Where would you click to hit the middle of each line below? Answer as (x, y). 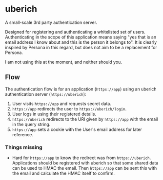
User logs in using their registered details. (54, 114)
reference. (22, 134)
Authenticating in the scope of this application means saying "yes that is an (81, 37)
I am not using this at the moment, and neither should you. (63, 62)
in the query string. (31, 124)
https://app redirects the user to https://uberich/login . (69, 108)
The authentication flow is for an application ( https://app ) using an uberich (81, 89)
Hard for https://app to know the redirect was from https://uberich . (81, 158)
